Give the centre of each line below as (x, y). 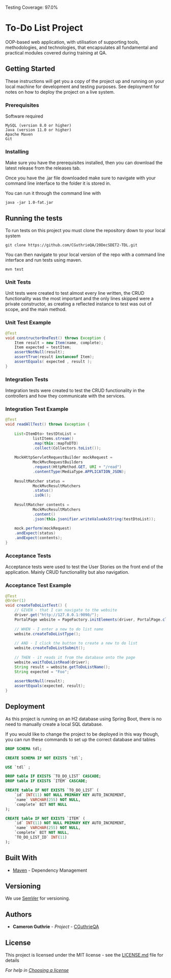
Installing (17, 151)
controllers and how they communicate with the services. (65, 396)
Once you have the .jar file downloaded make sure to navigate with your (81, 178)
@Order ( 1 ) (16, 601)
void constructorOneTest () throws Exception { (55, 338)
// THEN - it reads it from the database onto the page (75, 657)
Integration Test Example (37, 409)
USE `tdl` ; (18, 767)
